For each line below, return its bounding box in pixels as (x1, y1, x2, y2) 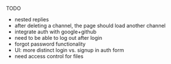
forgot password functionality (14, 40, 86, 47)
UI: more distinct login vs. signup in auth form (14, 47, 124, 54)
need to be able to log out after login (14, 35, 102, 41)
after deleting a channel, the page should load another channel (14, 22, 166, 29)
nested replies (14, 16, 49, 22)
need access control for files (14, 53, 83, 59)
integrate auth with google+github (14, 28, 97, 35)
